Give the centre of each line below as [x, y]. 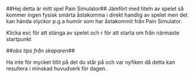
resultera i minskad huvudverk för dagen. [56, 68]
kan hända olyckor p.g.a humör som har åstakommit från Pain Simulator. [94, 21]
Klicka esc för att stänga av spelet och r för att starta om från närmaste [93, 33]
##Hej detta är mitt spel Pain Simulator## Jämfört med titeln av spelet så [95, 9]
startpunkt [19, 39]
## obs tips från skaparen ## [41, 51]
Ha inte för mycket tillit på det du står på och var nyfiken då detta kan [91, 62]
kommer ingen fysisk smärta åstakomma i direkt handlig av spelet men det [97, 15]
